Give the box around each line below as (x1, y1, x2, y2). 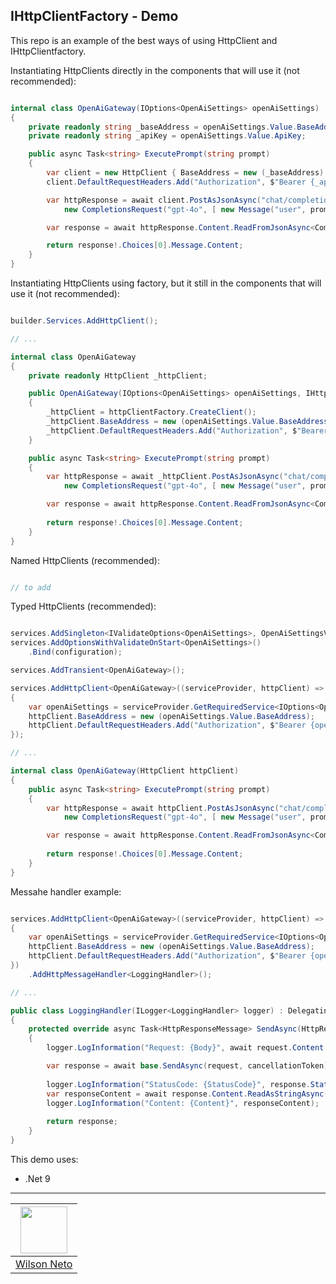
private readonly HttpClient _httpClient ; (28, 370, 208, 381)
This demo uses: (10, 1153, 79, 1165)
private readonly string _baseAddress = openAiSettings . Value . (28, 122, 298, 132)
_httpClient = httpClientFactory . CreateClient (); (46, 407, 257, 418)
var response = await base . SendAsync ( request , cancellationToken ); (46, 1061, 333, 1071)
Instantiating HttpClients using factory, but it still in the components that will (10, 277, 322, 289)
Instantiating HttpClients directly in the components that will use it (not (10, 64, 300, 76)
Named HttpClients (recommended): (10, 554, 161, 566)
